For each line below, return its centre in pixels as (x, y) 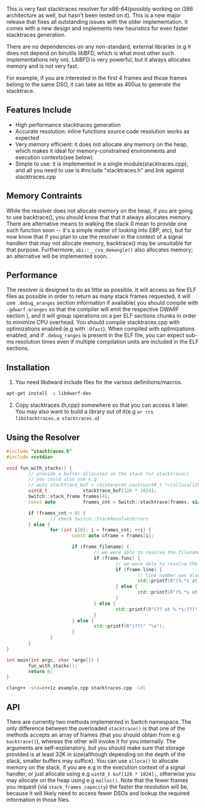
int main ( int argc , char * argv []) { (53, 660)
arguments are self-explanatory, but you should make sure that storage (95, 748)
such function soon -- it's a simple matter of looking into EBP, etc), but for (99, 230)
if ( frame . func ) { (117, 558)
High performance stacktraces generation (68, 125)
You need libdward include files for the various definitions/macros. (99, 382)
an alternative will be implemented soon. (57, 256)
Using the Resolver (43, 437)
